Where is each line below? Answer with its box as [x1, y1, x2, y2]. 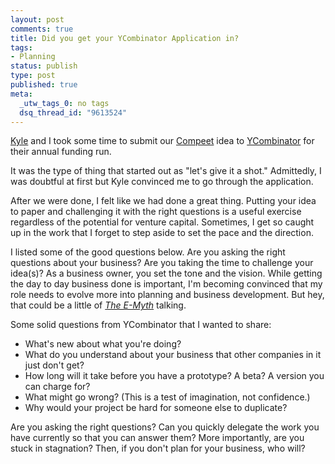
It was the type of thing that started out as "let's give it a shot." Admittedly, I [10, 165, 322, 177]
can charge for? [24, 381, 91, 393]
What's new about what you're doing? [24, 338, 182, 350]
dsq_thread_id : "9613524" [19, 107, 128, 118]
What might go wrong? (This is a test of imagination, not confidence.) [24, 391, 311, 403]
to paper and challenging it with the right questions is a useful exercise [10, 206, 302, 218]
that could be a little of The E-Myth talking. [10, 299, 187, 311]
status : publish [10, 61, 78, 71]
